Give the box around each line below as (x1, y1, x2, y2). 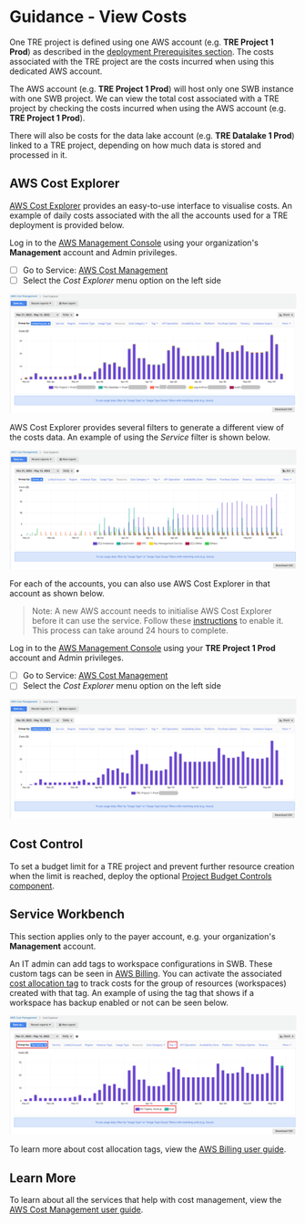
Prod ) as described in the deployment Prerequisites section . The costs (9, 46, 275, 57)
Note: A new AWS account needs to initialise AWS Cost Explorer (31, 606, 272, 617)
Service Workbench (9, 907, 126, 922)
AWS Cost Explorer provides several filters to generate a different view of (9, 422, 284, 433)
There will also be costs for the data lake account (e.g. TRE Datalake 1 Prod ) (9, 130, 295, 140)
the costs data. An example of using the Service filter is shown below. (9, 431, 270, 443)
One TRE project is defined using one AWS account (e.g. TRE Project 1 (9, 36, 274, 47)
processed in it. (9, 149, 68, 161)
